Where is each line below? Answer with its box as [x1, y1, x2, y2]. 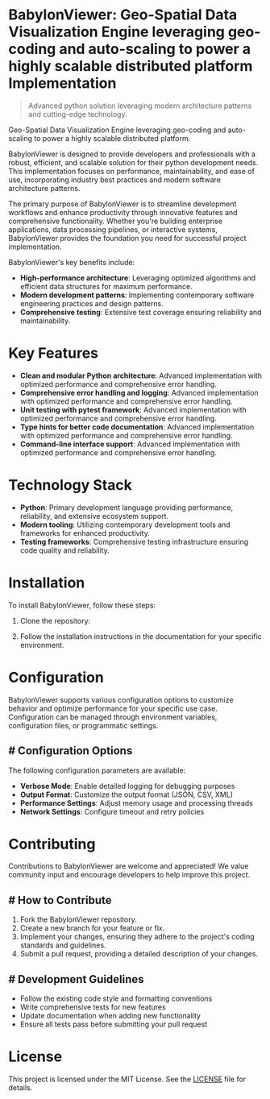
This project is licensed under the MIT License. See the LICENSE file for [8, 1074, 247, 1084]
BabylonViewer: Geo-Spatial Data [8, 6, 238, 24]
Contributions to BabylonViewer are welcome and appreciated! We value [8, 861, 249, 871]
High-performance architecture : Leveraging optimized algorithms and [19, 272, 256, 283]
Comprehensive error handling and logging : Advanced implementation [19, 388, 260, 397]
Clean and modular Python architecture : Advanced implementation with [19, 371, 263, 380]
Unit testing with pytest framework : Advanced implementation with [19, 404, 247, 414]
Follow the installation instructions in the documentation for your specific [19, 631, 262, 641]
